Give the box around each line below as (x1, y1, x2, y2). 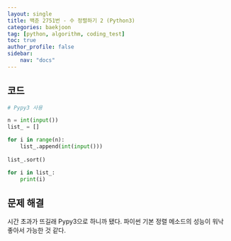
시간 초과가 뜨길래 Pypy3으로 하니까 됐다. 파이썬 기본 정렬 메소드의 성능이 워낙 (7, 218, 225, 226)
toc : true (7, 37, 37, 44)
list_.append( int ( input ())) (20, 143, 103, 150)
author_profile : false (7, 43, 74, 50)
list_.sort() (7, 156, 46, 164)
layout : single (7, 10, 52, 18)
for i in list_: (7, 168, 55, 176)
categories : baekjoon (7, 23, 72, 31)
